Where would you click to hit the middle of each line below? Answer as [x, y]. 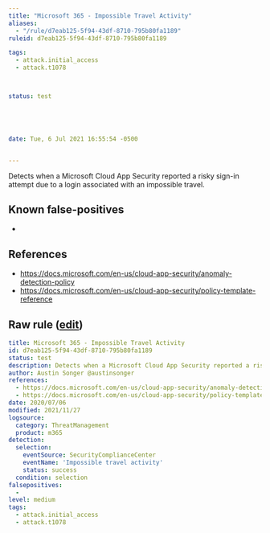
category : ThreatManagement [63, 425]
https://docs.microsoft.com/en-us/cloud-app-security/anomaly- [126, 273]
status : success [50, 470]
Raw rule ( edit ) [46, 324]
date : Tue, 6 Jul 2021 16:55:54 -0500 [73, 139]
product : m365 [39, 433]
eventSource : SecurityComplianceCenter [90, 455]
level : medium [32, 500]
